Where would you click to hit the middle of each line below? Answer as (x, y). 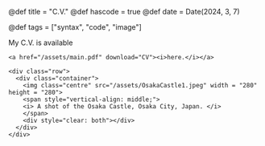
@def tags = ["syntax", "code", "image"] (75, 27)
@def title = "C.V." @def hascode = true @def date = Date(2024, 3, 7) (124, 12)
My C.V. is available (41, 43)
